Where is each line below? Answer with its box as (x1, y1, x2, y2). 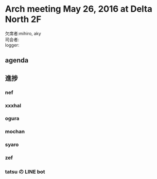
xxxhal (5, 102, 21, 109)
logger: (5, 42, 19, 48)
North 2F (5, 14, 41, 25)
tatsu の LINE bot (5, 168, 45, 175)
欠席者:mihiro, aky (5, 30, 41, 36)
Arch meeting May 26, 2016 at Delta (5, 3, 153, 15)
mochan (5, 128, 25, 135)
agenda (5, 56, 29, 64)
